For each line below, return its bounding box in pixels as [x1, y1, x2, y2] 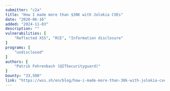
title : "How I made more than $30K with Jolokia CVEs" [5, 12, 123, 17]
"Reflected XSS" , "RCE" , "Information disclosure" [14, 36, 123, 41]
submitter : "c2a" [5, 7, 42, 13]
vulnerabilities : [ [5, 31, 47, 36]
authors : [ [5, 59, 28, 64]
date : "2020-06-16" [5, 17, 47, 22]
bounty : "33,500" [5, 73, 42, 78]
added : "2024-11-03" [5, 21, 49, 27]
